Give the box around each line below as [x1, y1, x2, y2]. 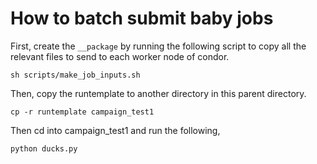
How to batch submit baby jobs [10, 7, 274, 30]
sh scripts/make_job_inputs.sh [10, 70, 141, 80]
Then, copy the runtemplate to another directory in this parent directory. [10, 87, 307, 99]
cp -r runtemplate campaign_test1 [10, 107, 155, 117]
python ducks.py [10, 143, 78, 154]
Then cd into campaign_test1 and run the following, [10, 124, 221, 136]
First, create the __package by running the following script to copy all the [10, 40, 307, 52]
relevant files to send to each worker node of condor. [10, 50, 230, 62]
